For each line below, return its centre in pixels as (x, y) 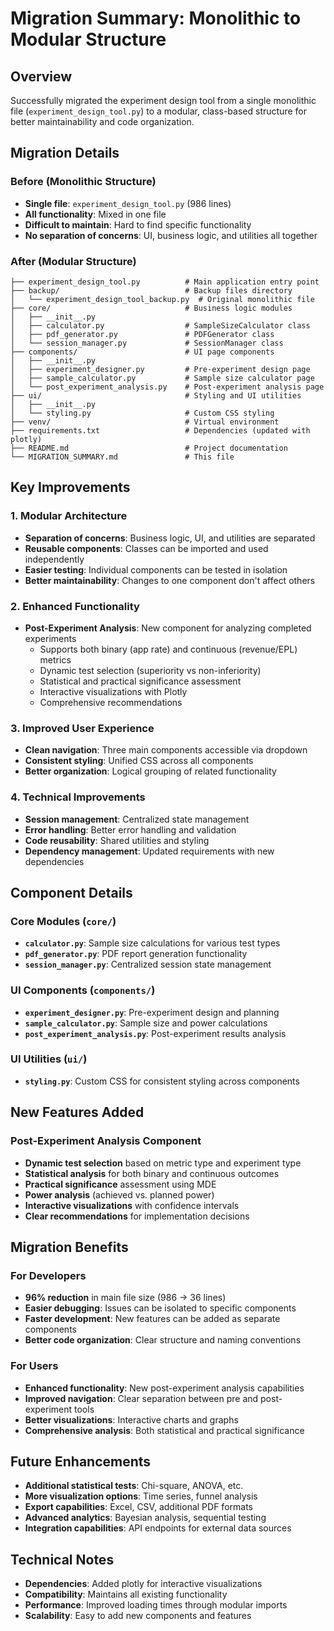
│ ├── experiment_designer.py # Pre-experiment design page (160, 369)
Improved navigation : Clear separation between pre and (141, 1398)
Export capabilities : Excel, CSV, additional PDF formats (138, 1507)
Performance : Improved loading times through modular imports (156, 1605)
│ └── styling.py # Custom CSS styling (142, 413)
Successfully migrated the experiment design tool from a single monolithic (163, 100)
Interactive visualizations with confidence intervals (132, 1205)
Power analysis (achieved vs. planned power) (119, 1194)
